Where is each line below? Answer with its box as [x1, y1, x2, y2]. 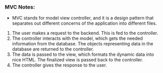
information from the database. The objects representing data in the [12, 41, 153, 47]
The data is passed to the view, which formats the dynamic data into [12, 51, 154, 57]
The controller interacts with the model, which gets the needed [12, 35, 143, 41]
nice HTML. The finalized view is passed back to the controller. [12, 57, 143, 63]
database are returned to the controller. [12, 46, 94, 52]
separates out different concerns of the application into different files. [12, 20, 157, 26]
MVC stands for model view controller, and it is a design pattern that [12, 15, 154, 21]
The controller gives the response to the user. [12, 62, 107, 68]
